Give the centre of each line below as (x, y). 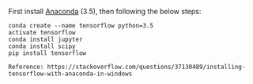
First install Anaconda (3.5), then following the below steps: (105, 11)
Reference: (26, 67)
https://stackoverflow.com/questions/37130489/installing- (146, 67)
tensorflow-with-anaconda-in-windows (70, 74)
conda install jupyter (45, 39)
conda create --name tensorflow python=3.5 (81, 26)
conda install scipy (42, 46)
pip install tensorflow (47, 53)
